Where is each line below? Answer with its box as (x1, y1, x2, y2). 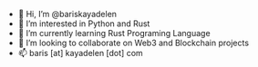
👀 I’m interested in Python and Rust (17, 18, 150, 29)
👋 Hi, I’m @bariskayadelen (17, 9, 117, 19)
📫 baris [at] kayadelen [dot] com (17, 48, 143, 58)
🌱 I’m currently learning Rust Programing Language (17, 28, 212, 38)
